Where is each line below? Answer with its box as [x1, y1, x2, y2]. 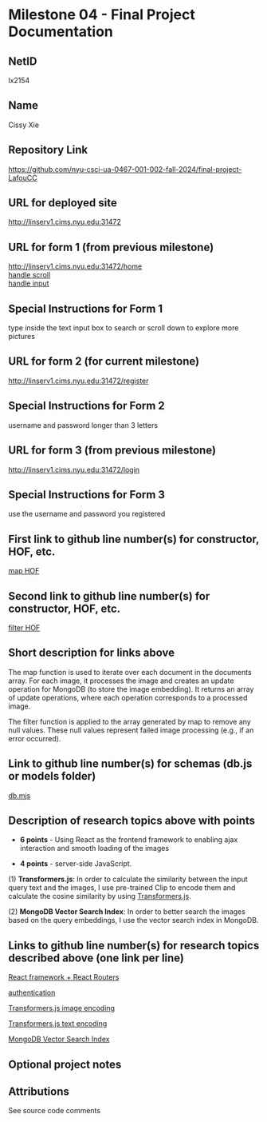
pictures [8, 332, 36, 341]
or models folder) [8, 769, 96, 783]
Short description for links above [8, 646, 175, 660]
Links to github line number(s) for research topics [8, 938, 260, 952]
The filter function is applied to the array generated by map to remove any [8, 717, 251, 726]
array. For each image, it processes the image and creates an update [8, 676, 234, 685]
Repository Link [8, 143, 88, 157]
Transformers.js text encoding [8, 1019, 108, 1028]
